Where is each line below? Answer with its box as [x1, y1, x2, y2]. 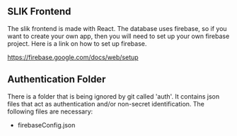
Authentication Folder [7, 73, 106, 85]
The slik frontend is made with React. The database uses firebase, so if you [7, 24, 228, 32]
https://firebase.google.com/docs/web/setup [7, 53, 139, 61]
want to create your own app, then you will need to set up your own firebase [7, 32, 230, 40]
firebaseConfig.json [17, 120, 76, 129]
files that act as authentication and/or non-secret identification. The [7, 99, 205, 108]
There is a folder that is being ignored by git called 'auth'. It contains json [7, 92, 220, 101]
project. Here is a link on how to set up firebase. [7, 39, 147, 48]
